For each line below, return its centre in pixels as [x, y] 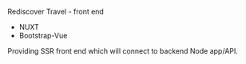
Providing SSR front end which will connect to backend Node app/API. [123, 51]
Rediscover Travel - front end [56, 12]
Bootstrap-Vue [43, 36]
